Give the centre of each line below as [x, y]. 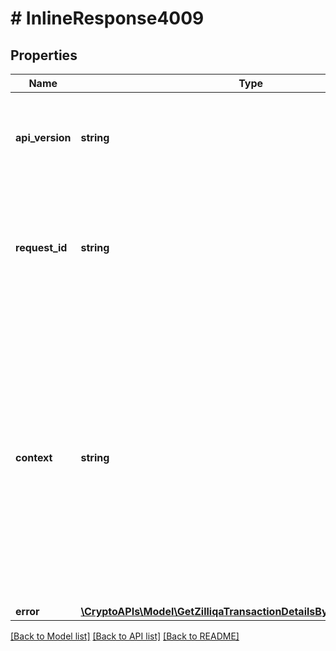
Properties [44, 55]
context [34, 457]
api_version [43, 137]
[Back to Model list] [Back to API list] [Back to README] [125, 636]
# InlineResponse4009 [107, 18]
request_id [41, 247]
